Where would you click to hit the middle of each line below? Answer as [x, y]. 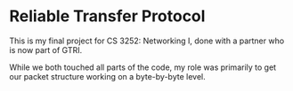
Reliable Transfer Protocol [107, 16]
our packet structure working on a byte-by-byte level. [108, 76]
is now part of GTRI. [46, 49]
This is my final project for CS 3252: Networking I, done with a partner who [147, 41]
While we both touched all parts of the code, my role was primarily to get [143, 67]
